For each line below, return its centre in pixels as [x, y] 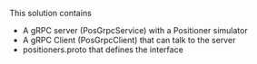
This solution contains [51, 13]
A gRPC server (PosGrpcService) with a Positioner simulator [135, 30]
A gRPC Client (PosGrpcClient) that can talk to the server [129, 40]
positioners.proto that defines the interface [103, 50]
